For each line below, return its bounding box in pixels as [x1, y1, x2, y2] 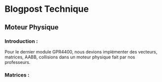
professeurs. [4, 59, 31, 65]
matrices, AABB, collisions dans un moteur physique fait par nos [4, 54, 135, 60]
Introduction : [4, 38, 38, 45]
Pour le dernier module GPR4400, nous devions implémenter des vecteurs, [4, 49, 158, 55]
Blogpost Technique [4, 3, 89, 15]
